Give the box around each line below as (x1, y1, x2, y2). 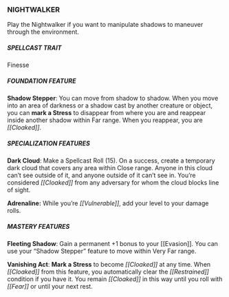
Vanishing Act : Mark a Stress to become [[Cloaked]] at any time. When (7, 260, 211, 269)
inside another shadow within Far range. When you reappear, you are (7, 116, 203, 125)
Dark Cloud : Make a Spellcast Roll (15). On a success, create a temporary (7, 156, 215, 165)
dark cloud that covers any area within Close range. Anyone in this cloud (7, 164, 213, 172)
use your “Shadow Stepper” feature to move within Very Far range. (7, 247, 197, 256)
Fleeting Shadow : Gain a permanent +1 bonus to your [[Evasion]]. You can (7, 240, 219, 248)
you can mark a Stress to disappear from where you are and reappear (7, 109, 206, 117)
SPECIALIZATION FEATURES (7, 139, 91, 147)
